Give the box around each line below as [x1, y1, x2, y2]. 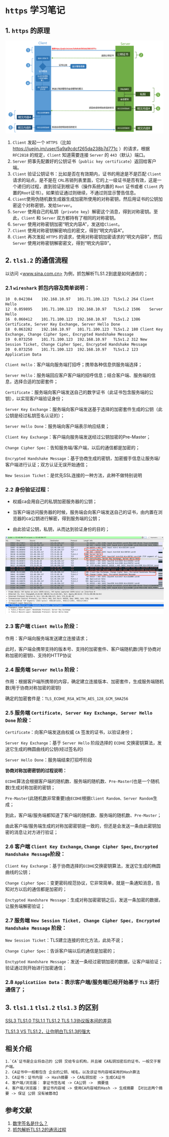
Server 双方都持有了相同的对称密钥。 [42, 215, 119, 221]
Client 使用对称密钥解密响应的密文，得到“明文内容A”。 [12, 227, 127, 233]
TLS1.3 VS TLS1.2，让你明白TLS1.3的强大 [5, 1028, 91, 1034]
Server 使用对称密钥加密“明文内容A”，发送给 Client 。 [12, 221, 123, 227]
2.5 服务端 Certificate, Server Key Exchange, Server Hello [5, 709, 152, 716]
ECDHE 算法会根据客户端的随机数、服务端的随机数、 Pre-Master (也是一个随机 [5, 778, 160, 785]
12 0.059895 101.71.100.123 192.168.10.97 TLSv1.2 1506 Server [5, 307, 163, 312]
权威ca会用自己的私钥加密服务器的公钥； [12, 499, 97, 505]
